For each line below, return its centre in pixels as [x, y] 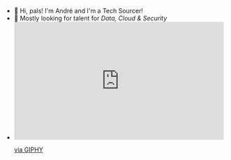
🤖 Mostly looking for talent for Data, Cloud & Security [90, 18]
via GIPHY [28, 150]
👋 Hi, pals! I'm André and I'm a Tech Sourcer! [78, 11]
